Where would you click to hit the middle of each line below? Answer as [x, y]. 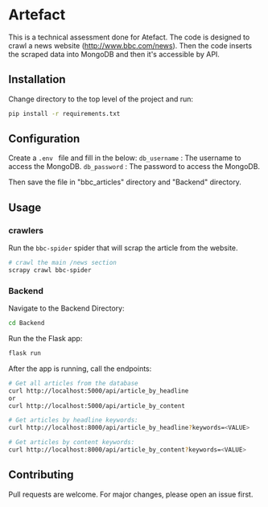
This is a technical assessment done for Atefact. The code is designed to [129, 37]
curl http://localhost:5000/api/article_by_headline [99, 391]
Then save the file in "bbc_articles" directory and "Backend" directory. [125, 182]
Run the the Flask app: [45, 339]
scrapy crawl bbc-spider [50, 270]
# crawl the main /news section [62, 263]
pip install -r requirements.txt [64, 113]
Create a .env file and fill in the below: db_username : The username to [125, 158]
